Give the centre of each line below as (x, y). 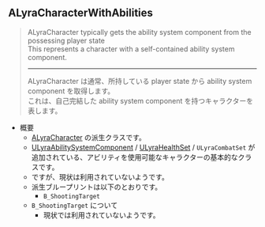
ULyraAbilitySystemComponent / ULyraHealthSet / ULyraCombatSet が (143, 147)
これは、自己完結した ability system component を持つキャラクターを (140, 100)
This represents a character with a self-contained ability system (131, 49)
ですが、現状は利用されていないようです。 (100, 176)
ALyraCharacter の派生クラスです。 (88, 137)
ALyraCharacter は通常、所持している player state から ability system (140, 81)
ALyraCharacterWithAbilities (81, 13)
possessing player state (66, 40)
